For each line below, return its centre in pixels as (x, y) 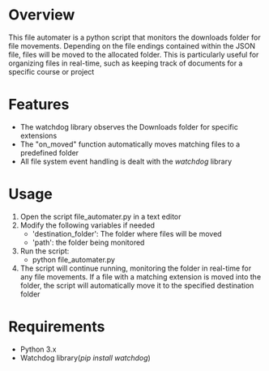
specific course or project (51, 71)
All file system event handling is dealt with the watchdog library (126, 161)
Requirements (57, 326)
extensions (38, 135)
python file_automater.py (74, 259)
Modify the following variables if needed (88, 225)
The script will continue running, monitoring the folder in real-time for (136, 268)
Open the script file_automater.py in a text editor (100, 216)
